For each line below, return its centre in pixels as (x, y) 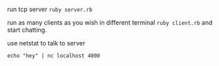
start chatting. (27, 30)
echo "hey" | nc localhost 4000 (54, 56)
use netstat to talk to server (46, 43)
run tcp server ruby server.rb (50, 9)
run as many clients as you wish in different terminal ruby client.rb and (110, 22)
